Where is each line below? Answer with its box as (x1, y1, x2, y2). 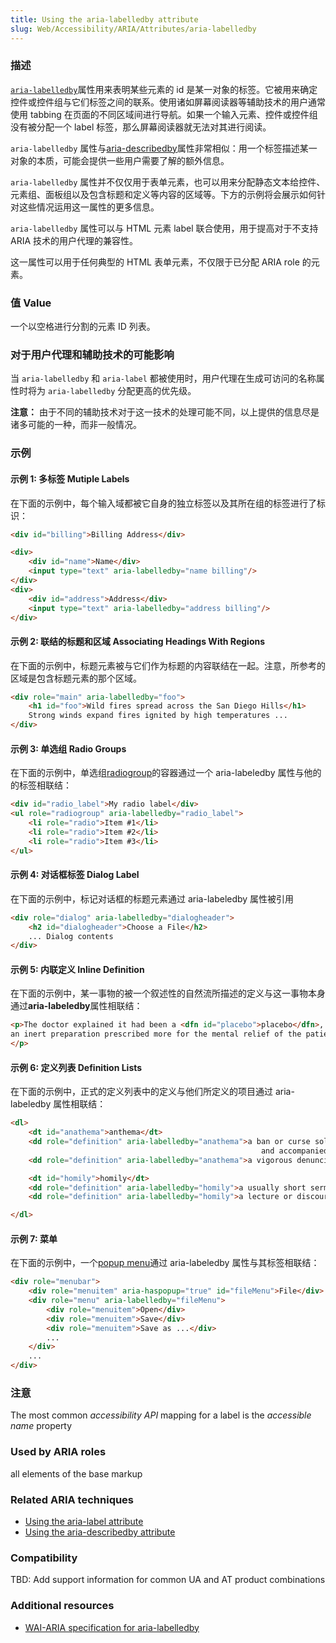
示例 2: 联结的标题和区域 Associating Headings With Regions (10, 635, 266, 647)
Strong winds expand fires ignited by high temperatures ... (28, 711, 288, 721)
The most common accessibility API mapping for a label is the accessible (10, 1409, 312, 1421)
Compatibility (10, 1551, 78, 1565)
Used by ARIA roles (10, 1445, 107, 1459)
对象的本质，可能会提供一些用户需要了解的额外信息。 (10, 154, 230, 166)
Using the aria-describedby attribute (24, 1526, 176, 1538)
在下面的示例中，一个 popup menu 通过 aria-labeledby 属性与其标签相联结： (10, 1257, 320, 1269)
